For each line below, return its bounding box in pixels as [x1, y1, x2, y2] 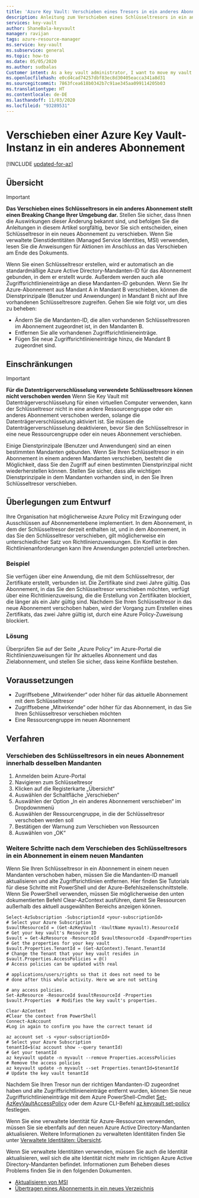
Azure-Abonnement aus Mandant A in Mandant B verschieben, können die [6, 286, 188, 293]
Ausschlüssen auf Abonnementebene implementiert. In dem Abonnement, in [6, 519, 192, 526]
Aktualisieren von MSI [14, 1178, 68, 1186]
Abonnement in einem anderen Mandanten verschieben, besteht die [6, 455, 172, 462]
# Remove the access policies [6, 1060, 81, 1066]
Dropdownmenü [14, 804, 54, 811]
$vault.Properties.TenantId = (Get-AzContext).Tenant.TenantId [6, 946, 166, 952]
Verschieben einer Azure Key [6, 128, 153, 142]
